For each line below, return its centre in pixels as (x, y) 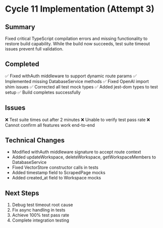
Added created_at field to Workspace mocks (57, 178)
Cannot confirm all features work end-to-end (50, 125)
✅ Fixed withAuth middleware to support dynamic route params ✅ (71, 76)
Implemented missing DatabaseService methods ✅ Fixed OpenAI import (77, 81)
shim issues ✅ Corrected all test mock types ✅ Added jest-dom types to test (81, 87)
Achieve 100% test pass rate (41, 215)
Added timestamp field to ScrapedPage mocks (59, 173)
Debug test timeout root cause (42, 205)
